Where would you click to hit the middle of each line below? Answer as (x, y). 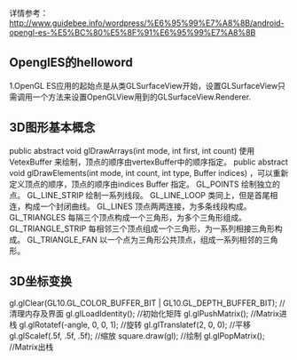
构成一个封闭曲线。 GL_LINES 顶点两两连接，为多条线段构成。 (138, 206)
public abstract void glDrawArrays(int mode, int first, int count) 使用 (132, 150)
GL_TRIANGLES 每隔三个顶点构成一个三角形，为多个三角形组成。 (128, 217)
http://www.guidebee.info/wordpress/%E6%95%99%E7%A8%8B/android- (147, 23)
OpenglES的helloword (71, 63)
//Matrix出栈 (31, 347)
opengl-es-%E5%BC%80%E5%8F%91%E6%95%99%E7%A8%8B (133, 32)
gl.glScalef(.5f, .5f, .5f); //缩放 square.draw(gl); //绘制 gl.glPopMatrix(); (137, 336)
